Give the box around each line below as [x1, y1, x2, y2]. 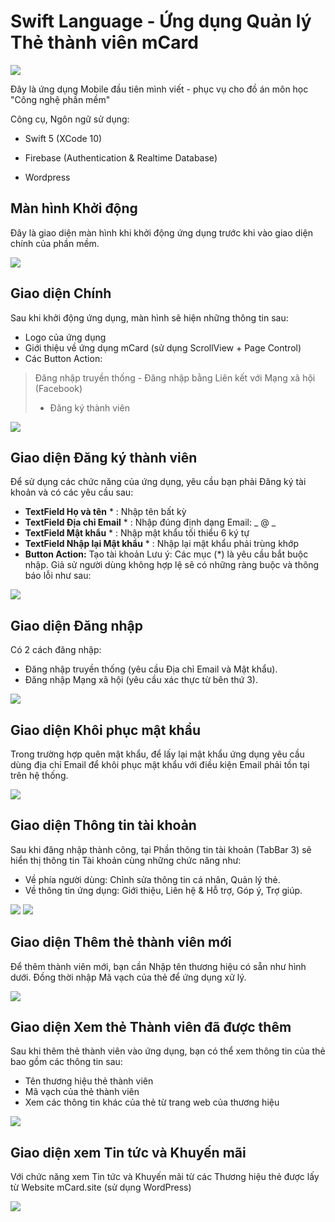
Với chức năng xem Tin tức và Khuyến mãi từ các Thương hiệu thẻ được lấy [10, 1171, 320, 1183]
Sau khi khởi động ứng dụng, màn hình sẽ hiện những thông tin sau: [10, 311, 289, 324]
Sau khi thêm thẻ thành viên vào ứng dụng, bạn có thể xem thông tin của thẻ [10, 1045, 326, 1057]
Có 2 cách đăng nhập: [10, 644, 102, 656]
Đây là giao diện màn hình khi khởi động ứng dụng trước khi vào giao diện [10, 226, 313, 239]
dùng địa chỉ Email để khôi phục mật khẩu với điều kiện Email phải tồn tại [10, 759, 310, 770]
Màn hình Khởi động [10, 200, 138, 217]
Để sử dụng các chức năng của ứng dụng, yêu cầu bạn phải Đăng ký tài [10, 476, 307, 488]
